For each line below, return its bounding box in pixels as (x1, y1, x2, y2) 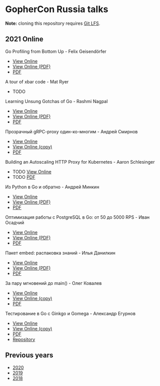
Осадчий (5, 219, 24, 225)
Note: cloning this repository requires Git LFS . (5, 20, 101, 26)
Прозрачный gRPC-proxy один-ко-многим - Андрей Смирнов (5, 128, 138, 134)
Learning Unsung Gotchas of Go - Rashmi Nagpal (5, 98, 108, 104)
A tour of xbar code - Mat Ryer (5, 78, 69, 84)
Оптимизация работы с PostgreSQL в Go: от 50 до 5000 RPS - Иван (5, 214, 150, 220)
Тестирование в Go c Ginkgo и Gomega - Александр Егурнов (5, 310, 136, 316)
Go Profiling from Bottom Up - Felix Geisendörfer (5, 48, 107, 54)
